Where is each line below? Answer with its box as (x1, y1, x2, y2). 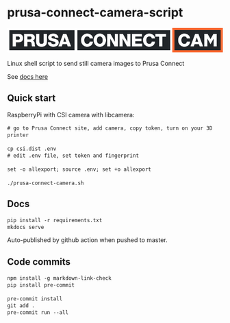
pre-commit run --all (7, 309, 69, 316)
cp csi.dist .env (7, 145, 57, 152)
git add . (7, 302, 36, 309)
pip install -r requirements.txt (7, 217, 103, 224)
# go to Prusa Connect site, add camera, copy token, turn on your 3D (7, 125, 213, 132)
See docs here (7, 72, 49, 80)
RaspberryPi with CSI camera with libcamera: (7, 110, 135, 119)
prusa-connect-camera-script (7, 5, 183, 21)
